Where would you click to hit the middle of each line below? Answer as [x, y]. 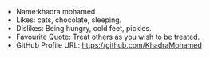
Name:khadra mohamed [55, 12]
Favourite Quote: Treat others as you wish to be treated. [108, 37]
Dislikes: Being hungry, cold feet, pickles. [83, 28]
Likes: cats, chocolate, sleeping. [69, 20]
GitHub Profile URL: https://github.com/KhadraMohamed [109, 45]
